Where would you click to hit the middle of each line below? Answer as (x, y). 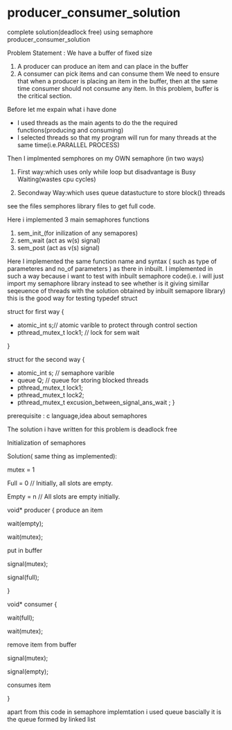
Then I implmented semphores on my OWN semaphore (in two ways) (106, 158)
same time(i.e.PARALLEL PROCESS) (68, 144)
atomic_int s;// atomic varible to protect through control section (107, 325)
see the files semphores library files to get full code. (81, 206)
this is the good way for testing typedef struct (72, 298)
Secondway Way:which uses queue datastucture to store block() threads (121, 192)
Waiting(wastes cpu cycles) (56, 179)
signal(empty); (28, 671)
